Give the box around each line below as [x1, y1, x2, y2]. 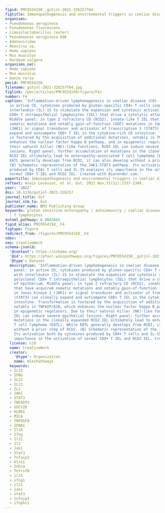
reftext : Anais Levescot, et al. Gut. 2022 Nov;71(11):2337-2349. [5, 181, 144, 186]
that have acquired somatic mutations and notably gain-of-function [14, 286, 157, 291]
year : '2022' [5, 185, 32, 190]
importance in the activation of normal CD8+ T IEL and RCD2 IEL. [14, 336, 153, 341]
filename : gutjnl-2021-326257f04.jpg [5, 85, 82, 90]
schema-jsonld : [5, 245, 36, 250]
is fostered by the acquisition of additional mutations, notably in [9, 135, 155, 140]
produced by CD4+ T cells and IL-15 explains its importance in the [9, 167, 153, 172]
